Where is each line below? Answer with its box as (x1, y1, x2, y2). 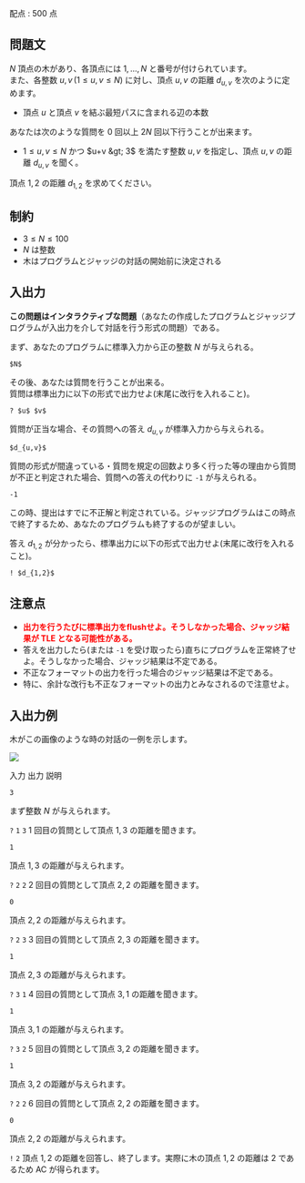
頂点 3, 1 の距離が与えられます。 (9, 1024, 129, 1035)
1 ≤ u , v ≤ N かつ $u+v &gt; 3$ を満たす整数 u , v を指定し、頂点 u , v (22, 145, 275, 157)
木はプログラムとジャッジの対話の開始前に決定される (22, 256, 222, 267)
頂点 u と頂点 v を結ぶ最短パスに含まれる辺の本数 (22, 107, 209, 117)
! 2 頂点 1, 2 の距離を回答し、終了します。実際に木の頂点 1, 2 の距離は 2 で (9, 1153, 287, 1164)
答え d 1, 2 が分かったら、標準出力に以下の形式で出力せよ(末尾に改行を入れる (9, 537, 295, 551)
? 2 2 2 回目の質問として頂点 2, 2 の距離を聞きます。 (9, 880, 205, 891)
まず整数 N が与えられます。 (9, 805, 116, 817)
